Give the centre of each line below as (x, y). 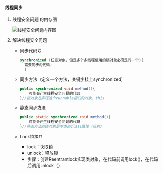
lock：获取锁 (40, 147)
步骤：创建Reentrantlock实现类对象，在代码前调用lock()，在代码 (92, 159)
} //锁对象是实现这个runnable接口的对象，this (62, 98)
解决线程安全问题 (30, 40)
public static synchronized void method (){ (65, 117)
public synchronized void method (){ (57, 89)
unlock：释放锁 (42, 153)
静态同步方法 (33, 108)
